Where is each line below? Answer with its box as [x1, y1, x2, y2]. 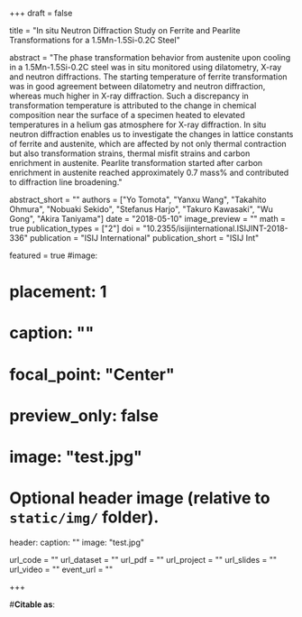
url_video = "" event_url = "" [9, 564, 114, 575]
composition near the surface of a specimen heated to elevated [9, 110, 245, 120]
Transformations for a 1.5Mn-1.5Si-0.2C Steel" [9, 35, 180, 45]
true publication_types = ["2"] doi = [9, 223, 142, 234]
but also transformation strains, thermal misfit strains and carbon [9, 148, 251, 159]
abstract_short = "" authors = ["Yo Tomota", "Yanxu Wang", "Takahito [9, 194, 267, 205]
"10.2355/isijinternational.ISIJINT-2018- [142, 223, 288, 234]
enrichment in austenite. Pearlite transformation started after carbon [9, 158, 263, 168]
